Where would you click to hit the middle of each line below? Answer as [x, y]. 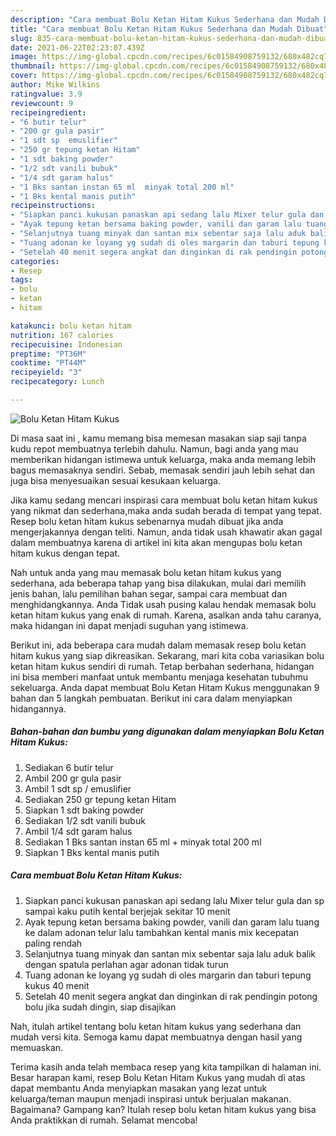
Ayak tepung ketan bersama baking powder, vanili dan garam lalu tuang [172, 922]
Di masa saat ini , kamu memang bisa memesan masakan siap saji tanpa [158, 438]
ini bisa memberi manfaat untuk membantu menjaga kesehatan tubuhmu [159, 677]
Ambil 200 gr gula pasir [73, 778]
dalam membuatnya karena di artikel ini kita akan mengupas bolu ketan [156, 542]
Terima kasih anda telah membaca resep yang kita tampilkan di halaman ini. [166, 1067]
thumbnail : [33, 66]
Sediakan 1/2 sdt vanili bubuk [85, 820]
